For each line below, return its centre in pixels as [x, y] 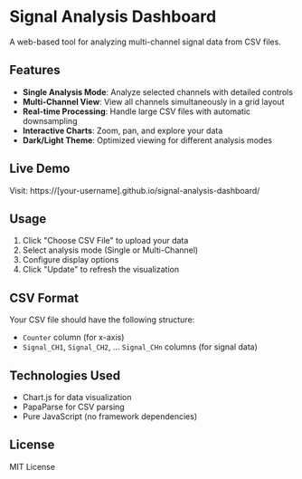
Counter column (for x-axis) [73, 338]
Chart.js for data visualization [77, 397]
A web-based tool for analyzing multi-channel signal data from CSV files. [146, 42]
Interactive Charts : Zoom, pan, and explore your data [123, 130]
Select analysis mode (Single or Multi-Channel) [110, 250]
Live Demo [40, 169]
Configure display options [71, 260]
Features [35, 70]
